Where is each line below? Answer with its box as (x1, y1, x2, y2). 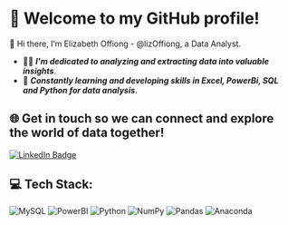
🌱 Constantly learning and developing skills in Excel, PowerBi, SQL (22, 74, 279, 85)
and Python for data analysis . (22, 84, 138, 95)
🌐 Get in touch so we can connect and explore (9, 111, 274, 126)
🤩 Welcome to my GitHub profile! (9, 8, 260, 29)
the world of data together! (9, 125, 165, 141)
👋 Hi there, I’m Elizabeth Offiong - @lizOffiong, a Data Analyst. (9, 38, 242, 49)
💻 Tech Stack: (9, 177, 93, 192)
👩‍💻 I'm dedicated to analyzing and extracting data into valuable (22, 55, 270, 66)
